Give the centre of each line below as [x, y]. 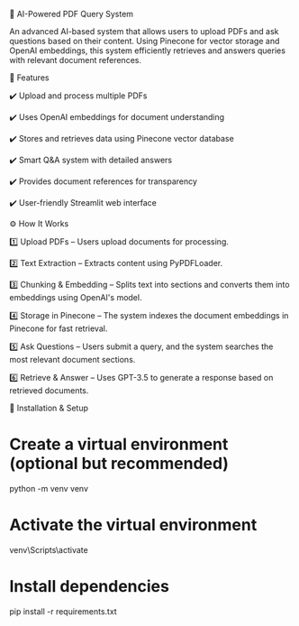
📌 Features [29, 78]
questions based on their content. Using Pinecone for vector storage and [145, 41]
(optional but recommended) [119, 464]
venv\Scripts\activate [49, 549]
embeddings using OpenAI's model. [76, 297]
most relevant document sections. [72, 359]
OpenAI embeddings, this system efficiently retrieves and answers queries [148, 51]
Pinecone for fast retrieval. [59, 328]
